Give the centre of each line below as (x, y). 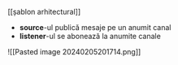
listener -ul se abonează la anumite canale (90, 36)
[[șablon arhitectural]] (44, 12)
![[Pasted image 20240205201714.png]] (74, 52)
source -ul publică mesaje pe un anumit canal (95, 27)
